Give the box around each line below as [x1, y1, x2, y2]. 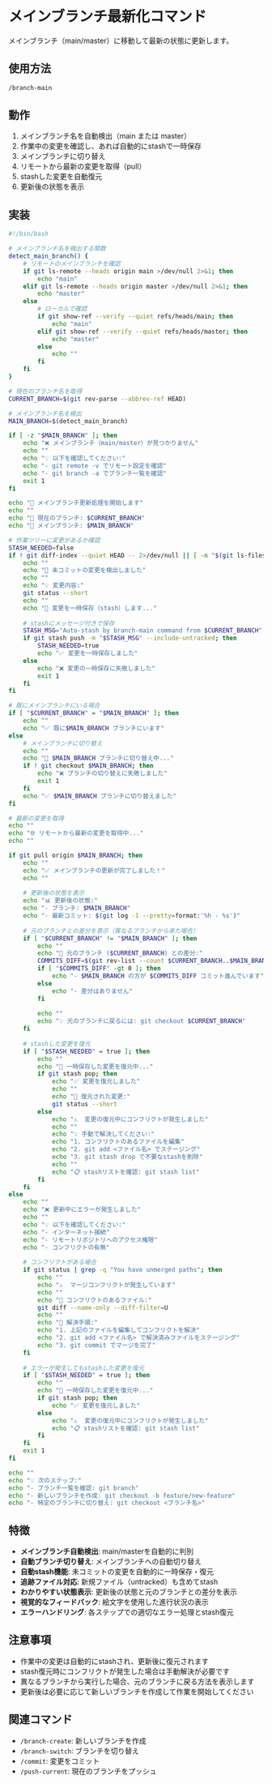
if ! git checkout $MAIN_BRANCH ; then [23, 762, 154, 770]
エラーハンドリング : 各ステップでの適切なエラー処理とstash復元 [19, 1607, 235, 1617]
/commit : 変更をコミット [19, 1756, 100, 1765]
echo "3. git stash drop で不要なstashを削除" [51, 1153, 203, 1161]
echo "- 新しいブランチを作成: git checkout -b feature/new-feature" [8, 1491, 236, 1500]
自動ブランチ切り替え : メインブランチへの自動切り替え [19, 1557, 202, 1567]
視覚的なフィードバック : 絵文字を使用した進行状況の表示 [19, 1598, 209, 1607]
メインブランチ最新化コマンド [8, 7, 207, 26]
